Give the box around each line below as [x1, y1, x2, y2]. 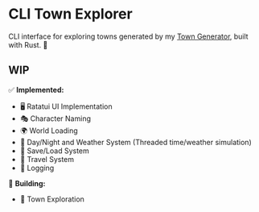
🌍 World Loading [19, 126, 78, 135]
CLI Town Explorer [8, 5, 133, 23]
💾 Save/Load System [19, 146, 90, 156]
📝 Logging [19, 163, 55, 173]
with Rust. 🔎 [8, 39, 48, 49]
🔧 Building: [8, 178, 46, 188]
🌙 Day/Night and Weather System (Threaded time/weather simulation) [19, 137, 252, 147]
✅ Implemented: [8, 85, 64, 94]
